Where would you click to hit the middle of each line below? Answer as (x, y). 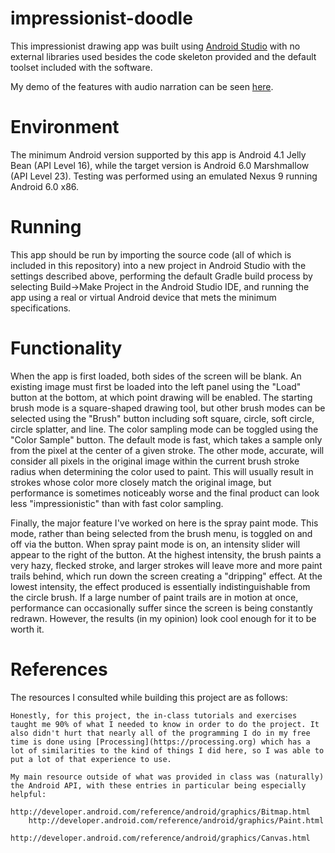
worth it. (27, 629)
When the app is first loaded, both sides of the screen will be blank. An (156, 376)
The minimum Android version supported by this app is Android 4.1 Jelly (158, 154)
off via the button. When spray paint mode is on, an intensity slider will (155, 544)
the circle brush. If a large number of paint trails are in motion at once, (154, 597)
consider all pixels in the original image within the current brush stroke (155, 461)
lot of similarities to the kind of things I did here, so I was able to (167, 750)
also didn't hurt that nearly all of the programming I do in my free (160, 733)
